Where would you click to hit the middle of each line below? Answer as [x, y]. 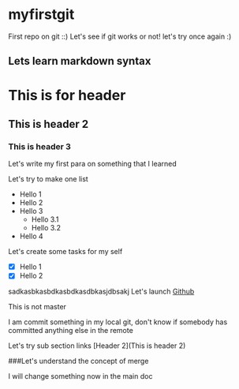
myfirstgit [41, 15]
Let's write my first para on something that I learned [93, 164]
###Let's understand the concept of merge [78, 361]
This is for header [67, 95]
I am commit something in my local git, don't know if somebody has [118, 322]
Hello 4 [31, 236]
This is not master [37, 307]
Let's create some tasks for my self [65, 252]
